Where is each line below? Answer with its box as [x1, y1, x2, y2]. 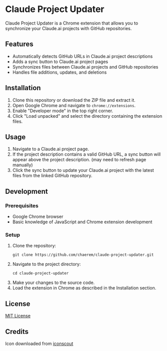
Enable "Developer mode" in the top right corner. [12, 108, 113, 114]
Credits [5, 327, 29, 336]
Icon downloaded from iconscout [5, 340, 73, 346]
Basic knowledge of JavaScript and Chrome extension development [12, 219, 152, 225]
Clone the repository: [12, 243, 56, 249]
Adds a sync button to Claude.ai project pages [12, 59, 108, 65]
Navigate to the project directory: [12, 261, 81, 267]
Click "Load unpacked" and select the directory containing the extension [12, 113, 162, 119]
